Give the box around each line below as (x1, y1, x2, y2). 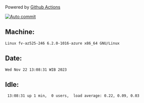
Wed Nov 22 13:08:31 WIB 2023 (5, 67, 67, 72)
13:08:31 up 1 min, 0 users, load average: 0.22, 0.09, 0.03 (7, 93, 140, 99)
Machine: (5, 28, 35, 36)
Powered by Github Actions (5, 4, 60, 10)
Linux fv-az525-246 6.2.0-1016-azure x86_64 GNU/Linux (5, 41, 120, 46)
